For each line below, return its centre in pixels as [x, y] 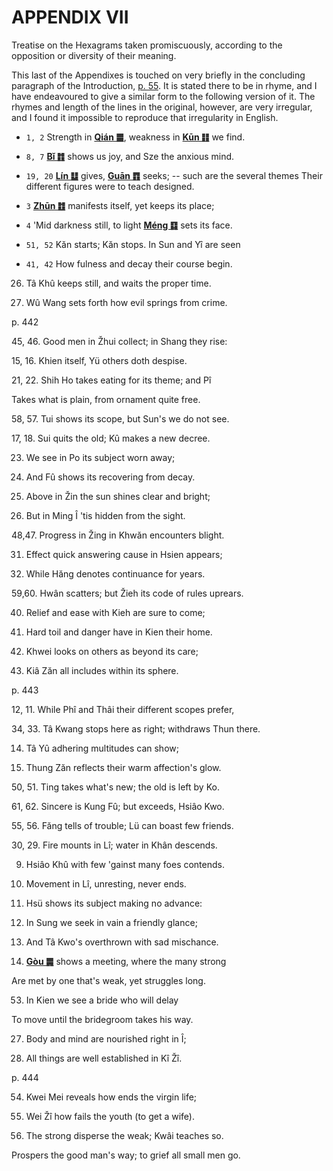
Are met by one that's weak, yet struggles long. [108, 980]
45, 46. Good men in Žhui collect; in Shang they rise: [119, 341]
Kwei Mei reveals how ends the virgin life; [111, 1097]
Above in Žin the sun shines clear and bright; [118, 496]
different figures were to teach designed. [110, 186]
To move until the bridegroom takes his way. [102, 1019]
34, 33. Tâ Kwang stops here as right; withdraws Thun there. [136, 728]
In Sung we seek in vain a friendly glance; [111, 922]
